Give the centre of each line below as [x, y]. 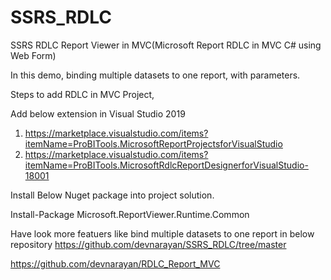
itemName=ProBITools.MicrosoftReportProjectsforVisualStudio [153, 143]
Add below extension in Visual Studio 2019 [98, 113]
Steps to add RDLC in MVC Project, [82, 94]
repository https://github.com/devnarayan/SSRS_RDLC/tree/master [148, 244]
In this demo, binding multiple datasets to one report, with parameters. [155, 75]
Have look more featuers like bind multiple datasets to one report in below [162, 233]
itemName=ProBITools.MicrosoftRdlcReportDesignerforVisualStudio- [166, 165]
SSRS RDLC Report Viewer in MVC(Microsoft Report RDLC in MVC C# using [166, 45]
